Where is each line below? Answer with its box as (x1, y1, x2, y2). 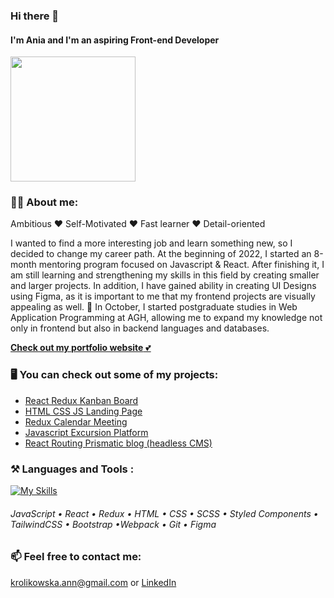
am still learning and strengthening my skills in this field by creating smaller (10, 269, 320, 281)
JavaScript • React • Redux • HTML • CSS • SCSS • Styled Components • (10, 507, 319, 519)
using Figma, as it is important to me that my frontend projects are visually (10, 290, 316, 303)
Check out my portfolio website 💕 (10, 342, 152, 354)
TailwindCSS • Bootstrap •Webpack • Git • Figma (10, 518, 217, 530)
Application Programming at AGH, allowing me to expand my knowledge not (10, 312, 323, 324)
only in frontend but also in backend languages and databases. (10, 322, 270, 334)
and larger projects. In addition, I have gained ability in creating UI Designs (10, 280, 317, 292)
